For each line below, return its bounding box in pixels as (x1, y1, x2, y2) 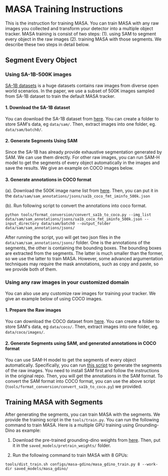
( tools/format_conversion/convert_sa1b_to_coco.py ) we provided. (5, 383, 142, 389)
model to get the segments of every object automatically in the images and (5, 160, 160, 166)
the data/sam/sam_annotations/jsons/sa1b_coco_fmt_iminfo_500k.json (5, 193, 150, 199)
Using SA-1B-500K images (5, 71, 72, 78)
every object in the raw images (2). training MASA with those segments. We (5, 36, 162, 42)
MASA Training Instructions (5, 4, 123, 15)
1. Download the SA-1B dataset (5, 104, 70, 111)
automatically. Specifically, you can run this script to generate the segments (5, 362, 162, 368)
